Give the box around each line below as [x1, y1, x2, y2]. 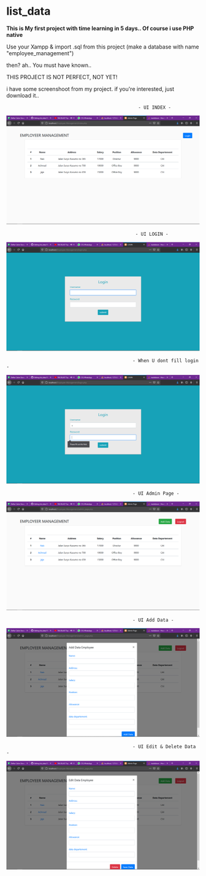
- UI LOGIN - [135, 231, 169, 237]
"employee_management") [6, 49, 74, 56]
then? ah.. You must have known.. [6, 61, 92, 69]
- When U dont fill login [132, 357, 199, 363]
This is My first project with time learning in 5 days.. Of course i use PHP [6, 25, 194, 32]
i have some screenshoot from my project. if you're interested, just [6, 85, 175, 93]
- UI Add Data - [132, 617, 174, 623]
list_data [6, 4, 51, 18]
